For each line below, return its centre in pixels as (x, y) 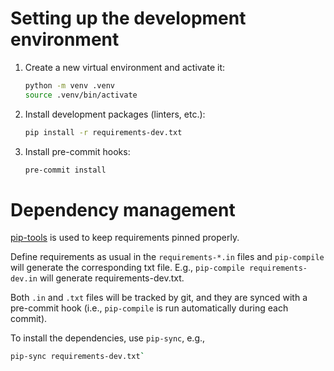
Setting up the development (128, 18)
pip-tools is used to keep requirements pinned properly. (125, 238)
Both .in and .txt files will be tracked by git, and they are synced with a (159, 298)
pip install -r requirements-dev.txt (103, 132)
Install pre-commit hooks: (77, 151)
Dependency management (123, 209)
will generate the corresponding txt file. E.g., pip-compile (127, 268)
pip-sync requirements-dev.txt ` (77, 357)
